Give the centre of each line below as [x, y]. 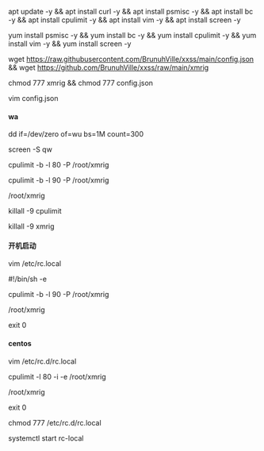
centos [20, 343]
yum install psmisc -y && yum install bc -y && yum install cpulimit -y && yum [132, 35]
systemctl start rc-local [46, 438]
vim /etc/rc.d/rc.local [42, 361]
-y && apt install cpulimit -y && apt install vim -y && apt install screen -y [124, 20]
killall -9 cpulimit [35, 211]
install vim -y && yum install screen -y [70, 44]
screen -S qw [31, 149]
